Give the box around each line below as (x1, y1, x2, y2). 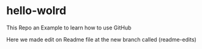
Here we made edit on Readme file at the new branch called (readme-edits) (6, 36, 197, 43)
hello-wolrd (6, 4, 67, 18)
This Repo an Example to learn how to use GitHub (6, 24, 132, 31)
